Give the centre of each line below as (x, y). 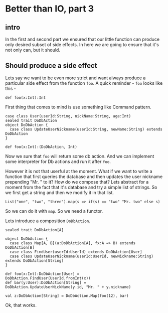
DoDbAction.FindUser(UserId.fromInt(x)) (48, 278)
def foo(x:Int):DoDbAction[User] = (42, 274)
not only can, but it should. (33, 50)
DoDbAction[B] (20, 247)
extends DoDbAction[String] (35, 261)
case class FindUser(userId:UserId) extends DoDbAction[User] (76, 252)
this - (11, 88)
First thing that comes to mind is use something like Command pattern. (78, 107)
